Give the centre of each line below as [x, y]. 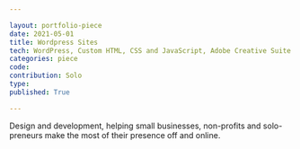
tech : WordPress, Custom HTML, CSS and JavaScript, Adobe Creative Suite [150, 50]
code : [19, 67]
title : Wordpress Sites [54, 42]
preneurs [26, 135]
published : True [40, 92]
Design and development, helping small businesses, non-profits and [135, 126]
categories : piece [44, 59]
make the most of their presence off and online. [132, 135]
